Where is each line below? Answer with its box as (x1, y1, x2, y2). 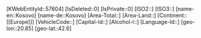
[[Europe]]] (6, 18, 35, 25)
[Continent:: (157, 12, 188, 19)
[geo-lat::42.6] (34, 25, 72, 32)
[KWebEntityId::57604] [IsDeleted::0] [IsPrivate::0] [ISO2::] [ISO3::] (6, 6, 175, 12)
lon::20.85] (6, 25, 34, 32)
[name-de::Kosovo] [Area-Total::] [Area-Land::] (37, 12, 156, 19)
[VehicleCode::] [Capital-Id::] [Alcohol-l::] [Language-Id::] (35, 18, 180, 25)
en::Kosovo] (6, 12, 37, 19)
